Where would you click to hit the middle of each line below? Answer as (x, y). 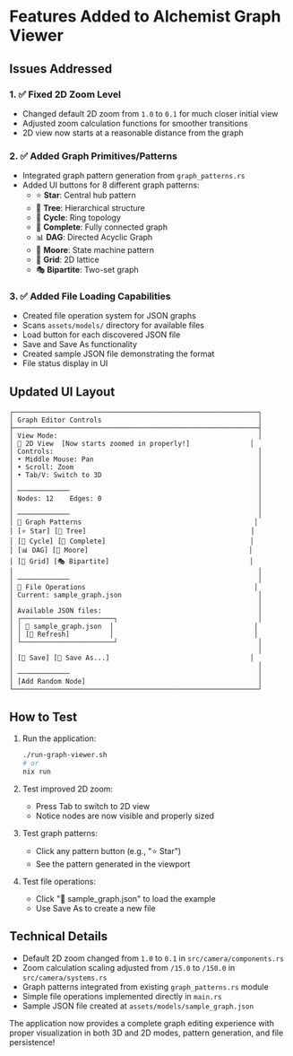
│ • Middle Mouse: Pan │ (136, 459)
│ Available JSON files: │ (136, 611)
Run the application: (59, 738)
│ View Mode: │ (136, 436)
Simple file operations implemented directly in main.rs (122, 996)
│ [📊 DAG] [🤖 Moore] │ (131, 550)
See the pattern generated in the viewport (113, 864)
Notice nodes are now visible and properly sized (125, 816)
